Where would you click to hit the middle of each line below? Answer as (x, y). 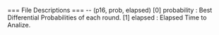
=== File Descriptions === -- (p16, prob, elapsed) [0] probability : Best (110, 10)
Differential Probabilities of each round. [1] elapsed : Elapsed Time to (107, 17)
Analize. (19, 25)
